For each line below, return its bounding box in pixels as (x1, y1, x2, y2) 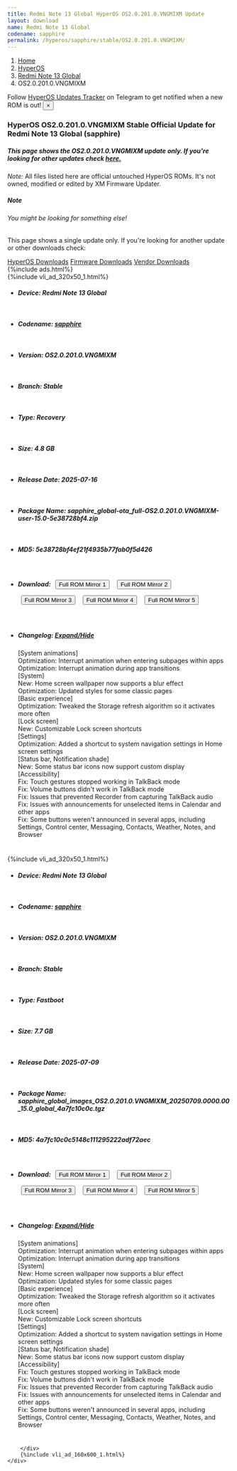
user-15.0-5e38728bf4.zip (17, 514, 99, 522)
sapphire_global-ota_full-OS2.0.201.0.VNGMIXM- (67, 506, 219, 515)
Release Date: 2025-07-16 (17, 475, 98, 484)
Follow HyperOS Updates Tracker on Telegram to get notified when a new (7, 93, 224, 102)
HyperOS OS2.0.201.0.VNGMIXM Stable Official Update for (7, 120, 216, 130)
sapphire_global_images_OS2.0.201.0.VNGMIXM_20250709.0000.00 (17, 1097, 230, 1105)
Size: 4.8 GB (17, 444, 55, 453)
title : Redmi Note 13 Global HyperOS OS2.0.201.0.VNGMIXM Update (7, 10, 204, 18)
